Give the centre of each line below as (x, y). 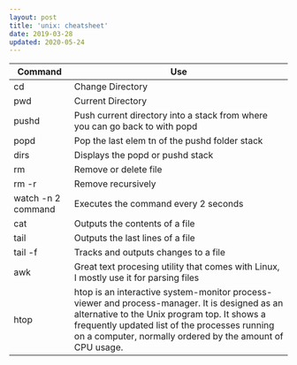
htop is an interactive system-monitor (152, 293)
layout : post (33, 17)
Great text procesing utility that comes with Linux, (177, 267)
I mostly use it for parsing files (137, 278)
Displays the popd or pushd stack (144, 156)
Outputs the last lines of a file (135, 238)
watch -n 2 (37, 198)
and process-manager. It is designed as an (194, 303)
